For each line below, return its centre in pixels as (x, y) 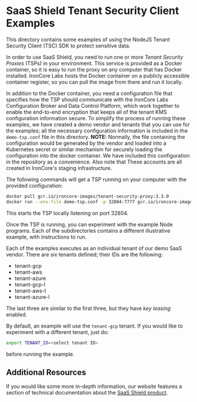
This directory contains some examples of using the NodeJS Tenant (88, 39)
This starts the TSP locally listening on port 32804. (67, 213)
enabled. (17, 314)
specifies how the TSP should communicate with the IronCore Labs (87, 99)
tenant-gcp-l (30, 284)
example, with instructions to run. (46, 237)
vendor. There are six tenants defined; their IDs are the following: (84, 254)
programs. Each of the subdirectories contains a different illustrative (88, 230)
